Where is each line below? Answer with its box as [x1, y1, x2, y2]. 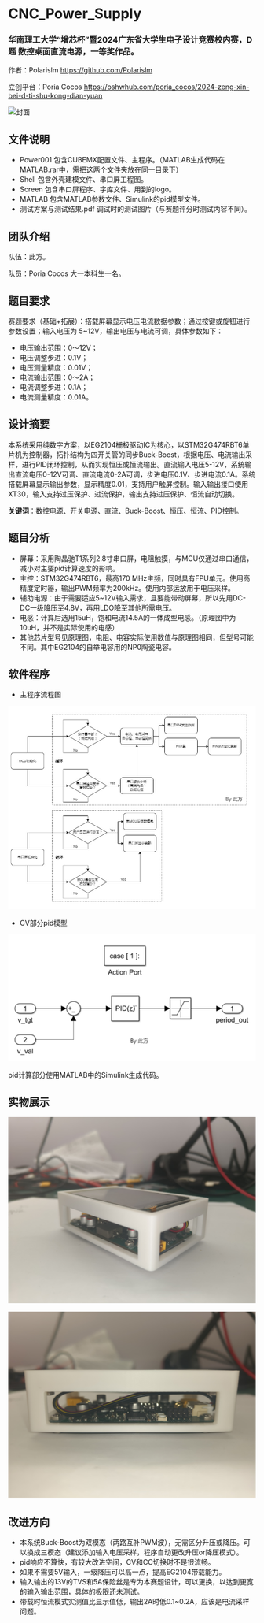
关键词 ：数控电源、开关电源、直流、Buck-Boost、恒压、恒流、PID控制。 [8, 506, 244, 515]
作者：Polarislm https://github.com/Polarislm [8, 65, 153, 75]
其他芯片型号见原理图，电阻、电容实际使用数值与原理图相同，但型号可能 [19, 632, 254, 642]
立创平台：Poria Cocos [8, 82, 82, 91]
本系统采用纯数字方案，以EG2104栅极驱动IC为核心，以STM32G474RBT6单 [8, 440, 250, 449]
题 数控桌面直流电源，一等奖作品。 [8, 46, 139, 58]
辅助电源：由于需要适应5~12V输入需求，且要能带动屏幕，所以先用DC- [19, 592, 247, 603]
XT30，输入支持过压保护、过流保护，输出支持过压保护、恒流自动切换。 [8, 489, 240, 499]
